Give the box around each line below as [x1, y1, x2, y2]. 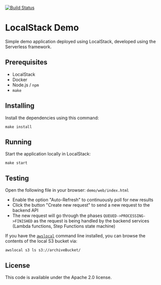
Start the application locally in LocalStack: [5, 151, 91, 157]
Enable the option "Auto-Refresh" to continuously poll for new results [12, 197, 154, 203]
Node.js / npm [12, 82, 39, 88]
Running [5, 138, 32, 146]
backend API [12, 208, 39, 214]
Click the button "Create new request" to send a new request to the [12, 202, 150, 208]
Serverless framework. [5, 44, 52, 50]
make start [5, 160, 28, 166]
